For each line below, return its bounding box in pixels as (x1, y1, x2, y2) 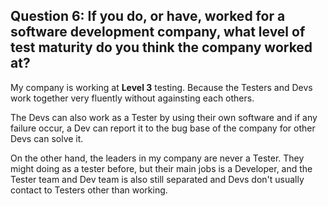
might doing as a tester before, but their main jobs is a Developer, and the (10, 162, 313, 174)
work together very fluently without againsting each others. (10, 92, 255, 104)
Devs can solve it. (10, 132, 84, 144)
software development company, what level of (10, 24, 306, 41)
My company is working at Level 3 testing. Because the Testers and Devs (10, 81, 313, 93)
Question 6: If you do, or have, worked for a (10, 8, 286, 25)
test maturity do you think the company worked (10, 39, 313, 56)
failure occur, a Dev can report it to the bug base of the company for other (10, 122, 316, 134)
